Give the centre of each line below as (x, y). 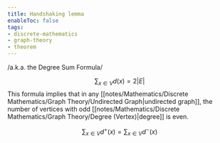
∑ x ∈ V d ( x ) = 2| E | (120, 82)
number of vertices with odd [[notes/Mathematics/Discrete (94, 109)
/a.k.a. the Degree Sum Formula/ (55, 67)
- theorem (22, 47)
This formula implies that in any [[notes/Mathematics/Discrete (98, 94)
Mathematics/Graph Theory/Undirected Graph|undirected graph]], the (110, 101)
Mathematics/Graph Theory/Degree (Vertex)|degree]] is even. (98, 116)
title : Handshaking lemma (46, 14)
